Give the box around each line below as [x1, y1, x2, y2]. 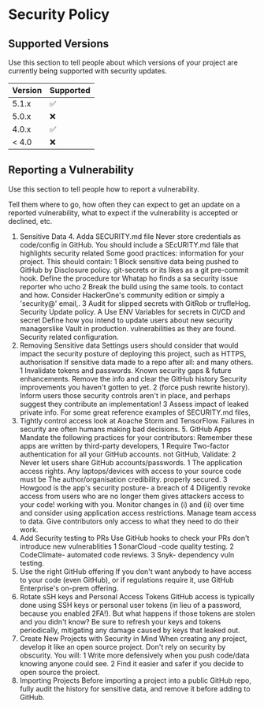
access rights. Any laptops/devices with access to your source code [19, 466, 242, 475]
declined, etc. [8, 216, 53, 225]
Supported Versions [8, 37, 109, 50]
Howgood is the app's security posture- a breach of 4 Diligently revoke [19, 483, 251, 492]
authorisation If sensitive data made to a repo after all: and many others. [19, 357, 254, 367]
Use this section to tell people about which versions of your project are [8, 58, 238, 67]
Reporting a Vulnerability [8, 163, 134, 177]
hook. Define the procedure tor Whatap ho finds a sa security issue [19, 274, 239, 283]
